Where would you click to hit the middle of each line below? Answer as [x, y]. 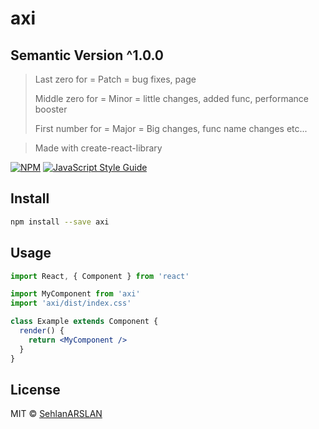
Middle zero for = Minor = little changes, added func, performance [171, 98]
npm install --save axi [60, 222]
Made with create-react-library [98, 148]
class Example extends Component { [84, 322]
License [35, 389]
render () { [42, 331]
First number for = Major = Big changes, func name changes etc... [171, 128]
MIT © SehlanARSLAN [56, 414]
